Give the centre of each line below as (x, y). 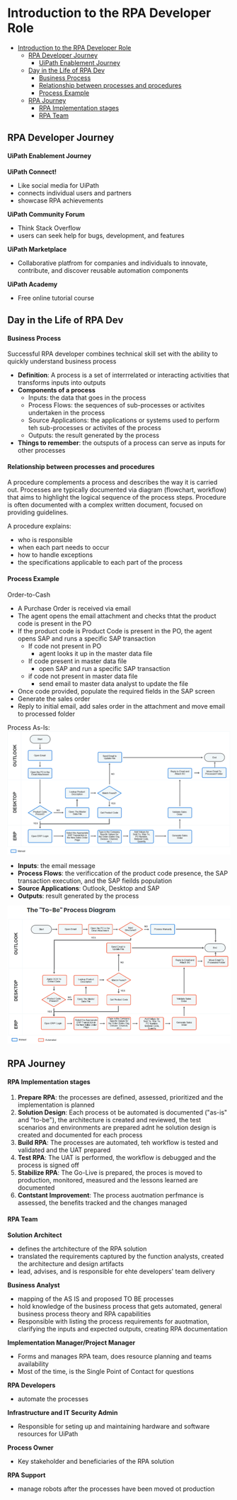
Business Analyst (34, 1285)
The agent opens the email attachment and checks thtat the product (117, 616)
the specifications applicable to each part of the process (100, 563)
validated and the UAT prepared (64, 1150)
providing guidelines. (38, 512)
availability (33, 1364)
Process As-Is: (29, 727)
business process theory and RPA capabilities (84, 1314)
